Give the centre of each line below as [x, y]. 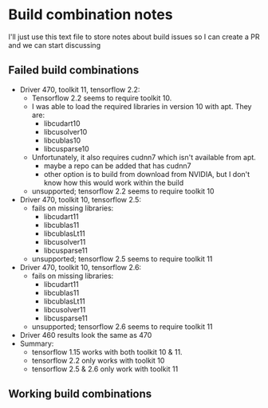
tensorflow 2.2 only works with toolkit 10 [98, 360]
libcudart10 [62, 123]
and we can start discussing [55, 45]
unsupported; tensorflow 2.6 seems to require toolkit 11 [122, 326]
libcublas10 [62, 140]
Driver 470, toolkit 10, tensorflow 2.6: [81, 267]
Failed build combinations [74, 71]
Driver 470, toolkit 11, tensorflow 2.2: [80, 89]
